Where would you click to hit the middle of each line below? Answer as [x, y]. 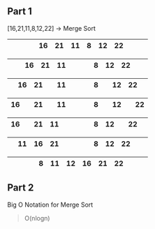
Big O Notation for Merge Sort [50, 205]
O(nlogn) [37, 218]
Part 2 [21, 188]
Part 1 [20, 12]
